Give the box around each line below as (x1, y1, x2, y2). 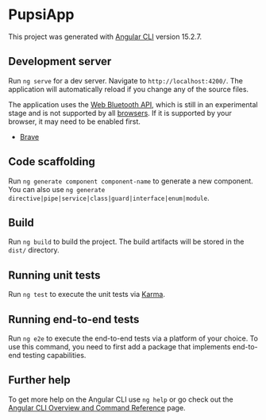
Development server (8, 55, 112, 68)
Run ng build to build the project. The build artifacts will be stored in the (8, 237, 245, 247)
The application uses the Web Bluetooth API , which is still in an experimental (8, 99, 258, 109)
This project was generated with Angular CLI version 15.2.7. (8, 32, 202, 41)
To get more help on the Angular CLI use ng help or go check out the (8, 395, 233, 404)
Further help (8, 373, 71, 387)
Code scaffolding (8, 155, 95, 168)
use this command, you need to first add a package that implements (8, 342, 231, 351)
